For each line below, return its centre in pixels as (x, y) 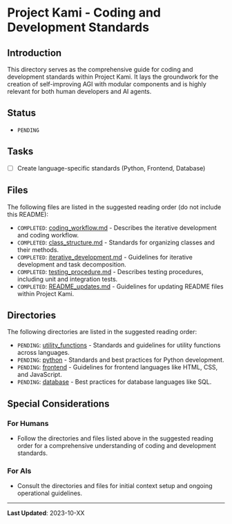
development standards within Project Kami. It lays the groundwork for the (113, 77)
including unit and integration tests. (67, 279)
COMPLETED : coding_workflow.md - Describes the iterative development (117, 227)
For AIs (19, 471)
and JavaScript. (39, 375)
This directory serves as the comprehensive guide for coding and (100, 69)
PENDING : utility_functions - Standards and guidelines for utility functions (119, 345)
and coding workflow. (48, 235)
